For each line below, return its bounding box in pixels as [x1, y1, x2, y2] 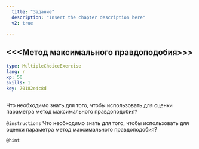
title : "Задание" [11, 8, 55, 15]
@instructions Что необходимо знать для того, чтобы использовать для [6, 119, 189, 126]
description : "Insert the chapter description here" [11, 14, 146, 20]
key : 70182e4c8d [6, 85, 47, 92]
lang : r [6, 69, 26, 75]
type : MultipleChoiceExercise [6, 63, 82, 69]
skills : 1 [6, 80, 31, 86]
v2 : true [11, 20, 33, 26]
